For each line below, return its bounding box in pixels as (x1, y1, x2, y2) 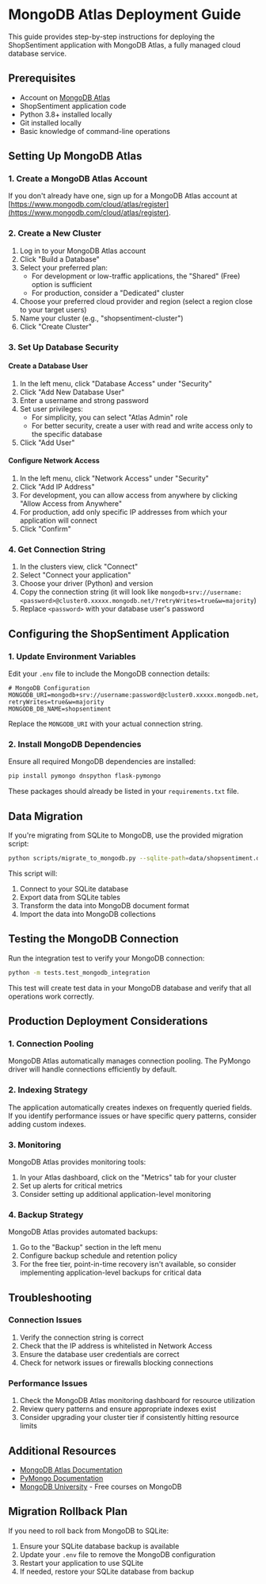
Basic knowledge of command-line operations (19, 126, 170, 136)
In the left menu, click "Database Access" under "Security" (19, 378, 212, 388)
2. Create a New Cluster (8, 228, 101, 239)
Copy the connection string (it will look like (19, 587, 159, 596)
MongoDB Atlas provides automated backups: (8, 1227, 158, 1237)
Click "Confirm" (19, 524, 71, 534)
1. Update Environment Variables (8, 650, 136, 662)
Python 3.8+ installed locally (19, 109, 112, 119)
